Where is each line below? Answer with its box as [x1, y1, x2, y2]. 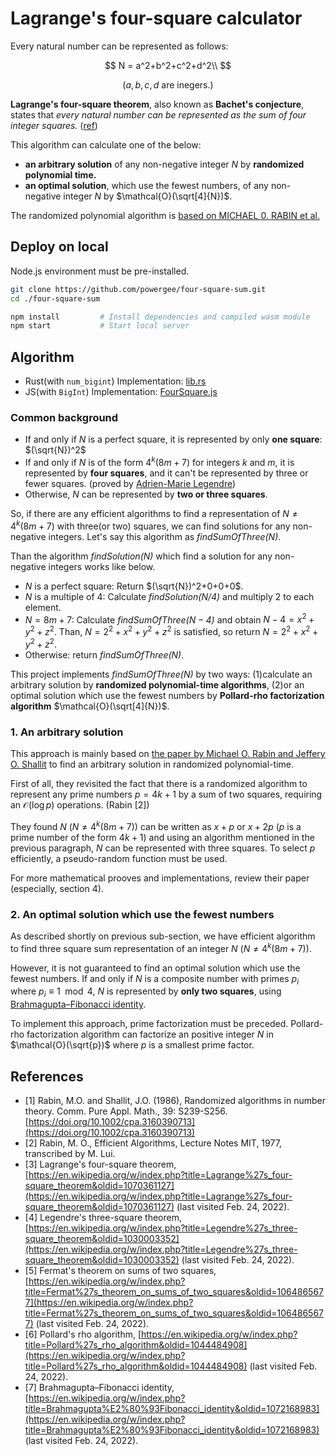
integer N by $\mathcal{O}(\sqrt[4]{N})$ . [63, 190, 233, 202]
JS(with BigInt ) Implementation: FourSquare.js [24, 386, 218, 398]
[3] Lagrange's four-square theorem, [24, 1158, 177, 1170]
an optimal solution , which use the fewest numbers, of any [24, 179, 269, 191]
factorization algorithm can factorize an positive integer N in [26, 1028, 274, 1041]
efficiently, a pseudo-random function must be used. [10, 852, 228, 864]
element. [24, 601, 62, 613]
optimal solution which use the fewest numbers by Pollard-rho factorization [10, 689, 325, 701]
